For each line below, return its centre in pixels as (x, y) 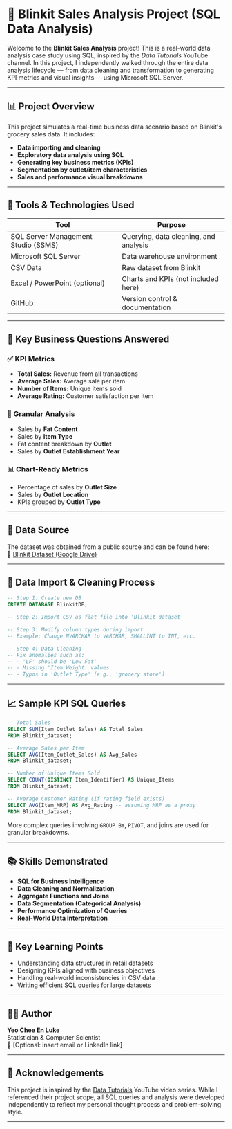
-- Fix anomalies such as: (46, 655)
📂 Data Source (38, 530)
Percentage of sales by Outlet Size (67, 487)
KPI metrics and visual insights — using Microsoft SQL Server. (95, 77)
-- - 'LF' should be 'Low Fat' (52, 661)
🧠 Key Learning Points (55, 947)
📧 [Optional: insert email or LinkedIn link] (65, 1045)
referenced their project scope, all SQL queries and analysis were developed (116, 1097)
